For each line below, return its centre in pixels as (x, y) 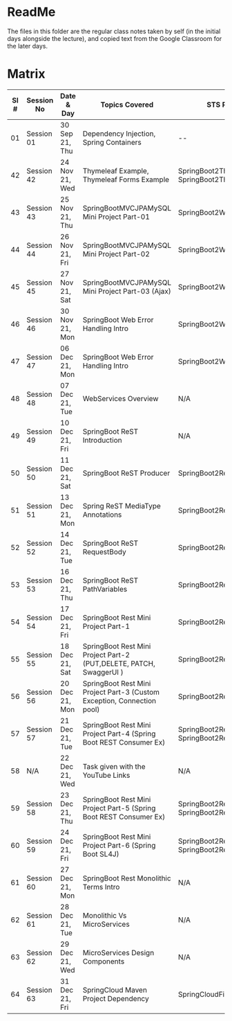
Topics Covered (127, 105)
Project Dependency (116, 998)
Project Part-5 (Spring (119, 808)
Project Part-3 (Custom (121, 692)
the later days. (28, 46)
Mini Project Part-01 (116, 217)
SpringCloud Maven (115, 990)
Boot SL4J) (101, 854)
